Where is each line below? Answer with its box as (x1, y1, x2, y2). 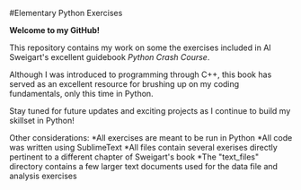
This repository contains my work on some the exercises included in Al (9, 42, 271, 53)
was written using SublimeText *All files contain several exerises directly (9, 142, 279, 152)
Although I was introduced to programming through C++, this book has (9, 69, 272, 80)
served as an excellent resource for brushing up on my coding (9, 79, 240, 89)
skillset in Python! (9, 116, 75, 125)
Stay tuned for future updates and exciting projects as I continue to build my (9, 106, 291, 116)
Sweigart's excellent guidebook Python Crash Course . (9, 52, 210, 62)
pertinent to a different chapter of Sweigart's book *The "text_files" (9, 151, 260, 162)
